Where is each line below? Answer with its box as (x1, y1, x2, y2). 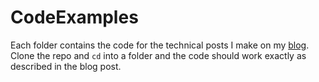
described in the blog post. (10, 60, 122, 72)
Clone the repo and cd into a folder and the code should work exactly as (10, 49, 307, 61)
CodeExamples (10, 6, 139, 29)
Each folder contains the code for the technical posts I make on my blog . (10, 39, 310, 51)
